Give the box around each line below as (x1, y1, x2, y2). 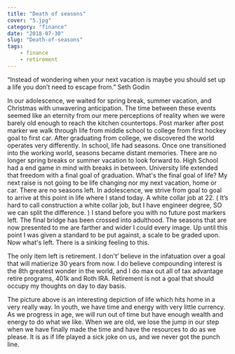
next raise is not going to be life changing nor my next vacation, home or (7, 178, 217, 187)
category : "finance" (7, 23, 68, 30)
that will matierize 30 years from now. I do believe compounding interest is (7, 259, 222, 268)
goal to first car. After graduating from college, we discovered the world (7, 133, 215, 142)
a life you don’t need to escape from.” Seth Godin (7, 82, 150, 91)
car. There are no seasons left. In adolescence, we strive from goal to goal (7, 185, 222, 194)
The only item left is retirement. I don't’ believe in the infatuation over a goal (7, 251, 226, 260)
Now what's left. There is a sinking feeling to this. (7, 238, 149, 247)
